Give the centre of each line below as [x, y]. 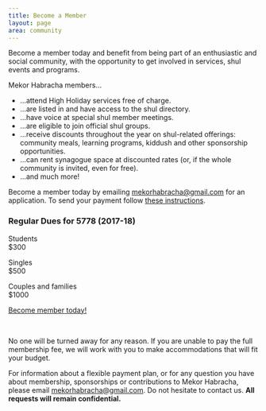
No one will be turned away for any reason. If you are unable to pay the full [130, 341]
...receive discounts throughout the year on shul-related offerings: [127, 134]
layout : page [30, 23]
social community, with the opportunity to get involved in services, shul [125, 61]
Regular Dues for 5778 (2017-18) [72, 221]
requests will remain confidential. [65, 398]
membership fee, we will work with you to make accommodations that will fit [133, 349]
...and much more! [50, 176]
